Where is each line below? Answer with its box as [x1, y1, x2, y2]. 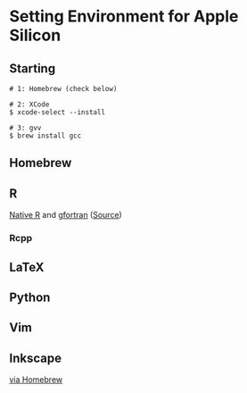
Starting [9, 61, 56, 76]
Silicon [9, 25, 62, 46]
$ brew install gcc [9, 131, 82, 140]
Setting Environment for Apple [9, 6, 239, 27]
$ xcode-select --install [9, 108, 105, 117]
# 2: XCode [9, 100, 50, 109]
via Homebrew [9, 374, 63, 385]
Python [9, 289, 51, 305]
